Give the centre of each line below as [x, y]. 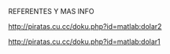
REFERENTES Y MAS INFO [51, 11]
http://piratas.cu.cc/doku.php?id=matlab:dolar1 [85, 41]
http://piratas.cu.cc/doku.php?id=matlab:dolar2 [85, 26]
